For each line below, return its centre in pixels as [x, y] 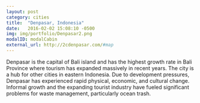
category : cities [28, 17]
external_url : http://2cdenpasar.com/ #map [60, 45]
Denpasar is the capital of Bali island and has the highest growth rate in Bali [99, 62]
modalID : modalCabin [32, 39]
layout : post [22, 12]
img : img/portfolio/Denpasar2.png [49, 34]
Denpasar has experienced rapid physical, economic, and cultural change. [98, 80]
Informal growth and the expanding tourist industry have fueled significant [98, 87]
